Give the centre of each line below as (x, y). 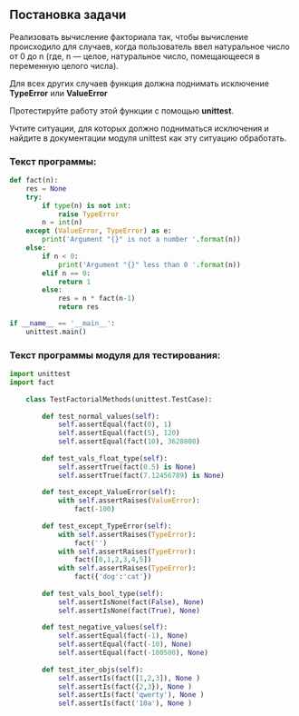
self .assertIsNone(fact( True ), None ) (129, 611)
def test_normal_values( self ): (101, 416)
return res (78, 307)
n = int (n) (63, 223)
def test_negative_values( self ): (105, 627)
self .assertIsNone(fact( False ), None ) (131, 602)
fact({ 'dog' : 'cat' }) (113, 577)
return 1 (74, 282)
